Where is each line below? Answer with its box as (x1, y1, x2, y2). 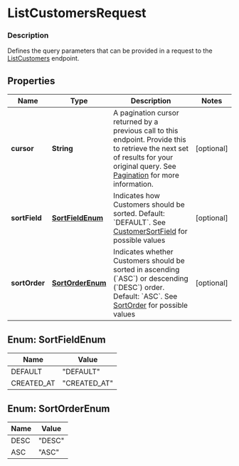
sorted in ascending (113, 265, 180, 275)
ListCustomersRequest (7, 5, 147, 21)
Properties (7, 75, 55, 87)
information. (113, 180, 154, 190)
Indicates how (113, 191, 160, 201)
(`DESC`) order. (113, 283, 165, 293)
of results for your (113, 152, 173, 162)
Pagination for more (113, 170, 179, 180)
